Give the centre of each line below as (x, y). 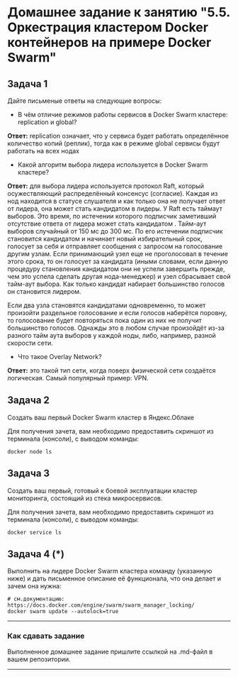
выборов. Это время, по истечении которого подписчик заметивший (112, 216)
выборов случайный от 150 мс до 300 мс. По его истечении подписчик (115, 231)
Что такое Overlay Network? (59, 357)
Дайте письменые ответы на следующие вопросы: (85, 101)
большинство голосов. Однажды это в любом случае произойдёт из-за (116, 328)
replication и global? (47, 122)
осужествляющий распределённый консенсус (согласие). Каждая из (113, 193)
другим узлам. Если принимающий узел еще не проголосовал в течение (118, 254)
